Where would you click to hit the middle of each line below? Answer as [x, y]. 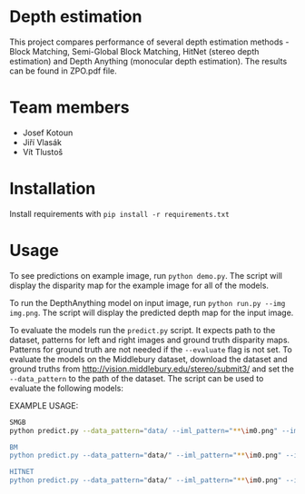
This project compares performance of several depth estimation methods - [149, 42]
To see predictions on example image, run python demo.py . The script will [146, 275]
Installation [53, 189]
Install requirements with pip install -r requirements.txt [119, 213]
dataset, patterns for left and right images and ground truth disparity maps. [150, 340]
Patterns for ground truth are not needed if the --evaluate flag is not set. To [151, 349]
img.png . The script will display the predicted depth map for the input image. [152, 312]
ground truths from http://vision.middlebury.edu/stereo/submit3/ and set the [152, 369]
